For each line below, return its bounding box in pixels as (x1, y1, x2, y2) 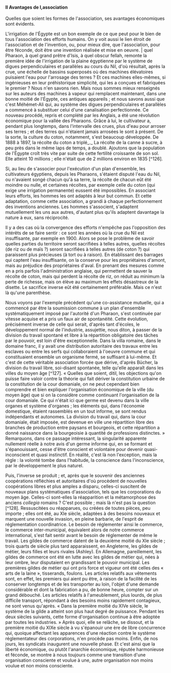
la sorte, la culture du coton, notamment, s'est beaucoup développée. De (5, 134, 159, 140)
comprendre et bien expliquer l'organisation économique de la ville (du (5, 387, 154, 393)
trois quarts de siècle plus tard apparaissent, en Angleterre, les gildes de (5, 543, 158, 549)
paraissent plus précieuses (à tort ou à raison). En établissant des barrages (5, 252, 163, 258)
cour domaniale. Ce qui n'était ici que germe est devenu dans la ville (5, 397, 149, 403)
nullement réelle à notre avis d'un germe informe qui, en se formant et (5, 441, 153, 447)
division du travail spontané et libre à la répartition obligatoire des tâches (5, 332, 158, 339)
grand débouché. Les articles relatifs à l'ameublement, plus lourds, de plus (5, 592, 162, 598)
